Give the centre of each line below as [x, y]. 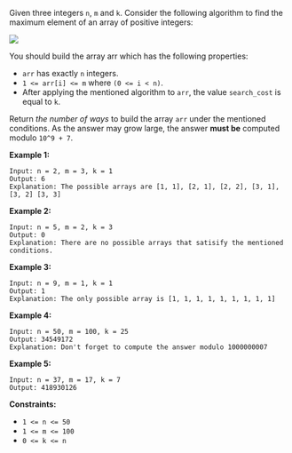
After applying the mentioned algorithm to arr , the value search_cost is [151, 92]
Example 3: [30, 267]
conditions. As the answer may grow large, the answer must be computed [145, 128]
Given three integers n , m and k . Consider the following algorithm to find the [146, 13]
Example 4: [30, 315]
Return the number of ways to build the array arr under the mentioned [138, 119]
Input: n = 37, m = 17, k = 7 [65, 380]
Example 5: [30, 364]
